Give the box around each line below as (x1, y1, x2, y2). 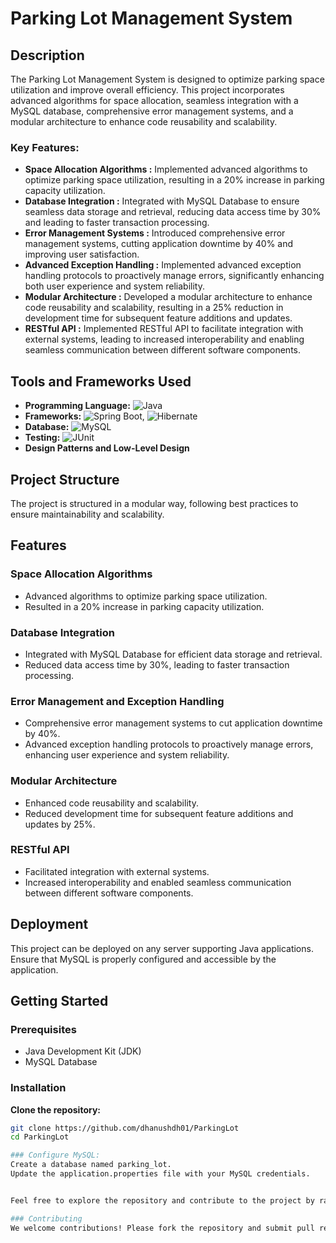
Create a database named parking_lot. (10, 1160, 172, 1170)
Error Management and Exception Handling (10, 694, 225, 708)
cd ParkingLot (10, 1132, 70, 1142)
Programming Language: (24, 400, 131, 412)
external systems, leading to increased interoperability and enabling (24, 333, 305, 346)
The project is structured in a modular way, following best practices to (10, 497, 299, 509)
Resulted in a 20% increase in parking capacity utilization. (24, 600, 265, 612)
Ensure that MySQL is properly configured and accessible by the (10, 953, 277, 965)
